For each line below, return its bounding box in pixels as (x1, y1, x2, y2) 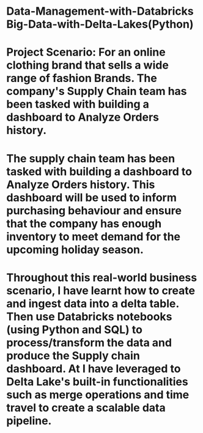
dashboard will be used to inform (6, 190, 177, 205)
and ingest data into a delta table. (6, 296, 179, 311)
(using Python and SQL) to (6, 323, 142, 336)
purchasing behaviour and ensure (6, 203, 182, 217)
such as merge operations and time (6, 388, 190, 402)
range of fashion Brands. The (6, 72, 157, 85)
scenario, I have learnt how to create (6, 284, 196, 298)
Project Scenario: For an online (6, 45, 166, 59)
